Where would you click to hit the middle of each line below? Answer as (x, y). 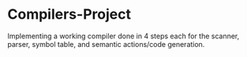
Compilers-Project (69, 14)
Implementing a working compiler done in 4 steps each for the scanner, (123, 36)
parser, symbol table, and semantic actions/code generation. (106, 44)
